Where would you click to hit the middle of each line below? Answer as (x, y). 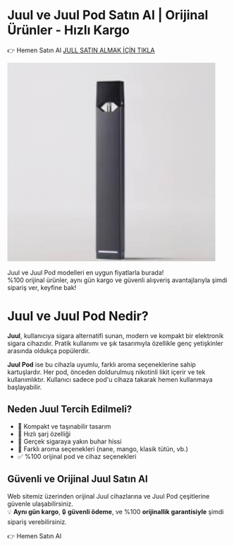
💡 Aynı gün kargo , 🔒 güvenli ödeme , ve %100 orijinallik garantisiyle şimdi (116, 511)
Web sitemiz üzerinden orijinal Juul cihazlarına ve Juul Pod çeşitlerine (109, 496)
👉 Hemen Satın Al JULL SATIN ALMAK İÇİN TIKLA (81, 50)
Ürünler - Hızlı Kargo (69, 30)
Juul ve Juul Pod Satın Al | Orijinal (108, 15)
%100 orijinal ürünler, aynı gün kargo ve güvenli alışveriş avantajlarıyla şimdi (117, 280)
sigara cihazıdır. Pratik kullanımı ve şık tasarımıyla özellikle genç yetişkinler (115, 343)
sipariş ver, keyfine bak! (42, 287)
